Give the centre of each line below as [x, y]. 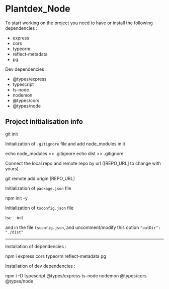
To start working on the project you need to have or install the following [79, 23]
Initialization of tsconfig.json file [39, 208]
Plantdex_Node [38, 9]
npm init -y [16, 198]
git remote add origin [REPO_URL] [40, 178]
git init [12, 134]
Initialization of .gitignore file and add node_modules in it [65, 143]
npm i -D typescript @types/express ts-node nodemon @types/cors [76, 275]
